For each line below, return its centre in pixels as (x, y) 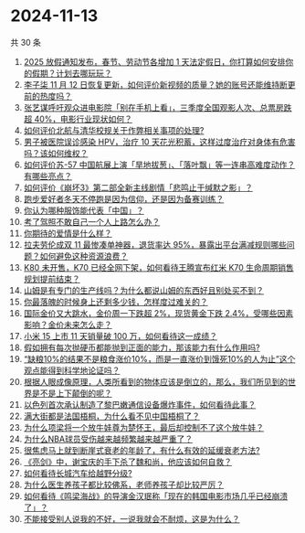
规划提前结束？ (52, 279)
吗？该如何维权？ (56, 153)
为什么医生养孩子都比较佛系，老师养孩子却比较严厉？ (124, 485)
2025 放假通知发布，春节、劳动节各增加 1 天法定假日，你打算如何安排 (154, 61)
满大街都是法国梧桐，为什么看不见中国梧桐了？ (111, 416)
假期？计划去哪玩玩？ (72, 73)
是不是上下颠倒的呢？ (72, 393)
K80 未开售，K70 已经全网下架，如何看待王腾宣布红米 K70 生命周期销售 (159, 267)
